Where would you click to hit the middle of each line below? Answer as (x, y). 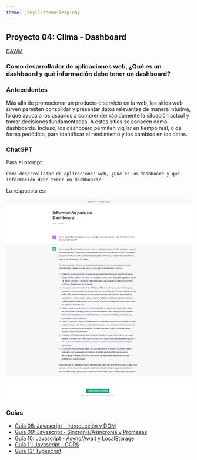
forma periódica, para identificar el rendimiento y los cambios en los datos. (97, 134)
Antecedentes (27, 90)
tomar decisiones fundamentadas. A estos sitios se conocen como (87, 122)
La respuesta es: (26, 190)
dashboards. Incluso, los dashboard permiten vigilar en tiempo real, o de (94, 128)
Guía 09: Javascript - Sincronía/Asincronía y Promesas (81, 432)
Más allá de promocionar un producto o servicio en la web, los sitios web (95, 103)
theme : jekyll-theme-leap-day (43, 12)
